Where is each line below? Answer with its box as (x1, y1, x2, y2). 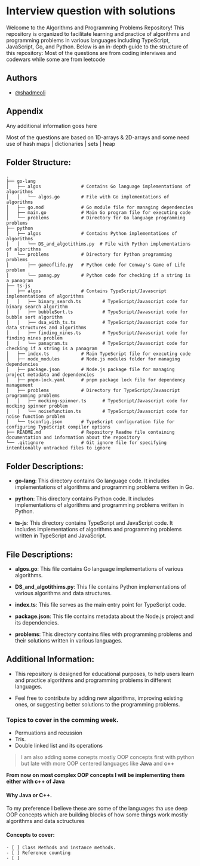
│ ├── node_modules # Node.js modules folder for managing (6, 356, 180, 362)
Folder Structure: (6, 157, 72, 167)
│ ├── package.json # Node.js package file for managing (6, 366, 175, 373)
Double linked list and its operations (14, 742, 103, 749)
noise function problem (6, 414, 66, 420)
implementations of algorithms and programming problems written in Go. (14, 484, 194, 491)
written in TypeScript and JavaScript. (14, 532, 106, 539)
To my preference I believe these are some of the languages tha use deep (6, 805, 188, 812)
